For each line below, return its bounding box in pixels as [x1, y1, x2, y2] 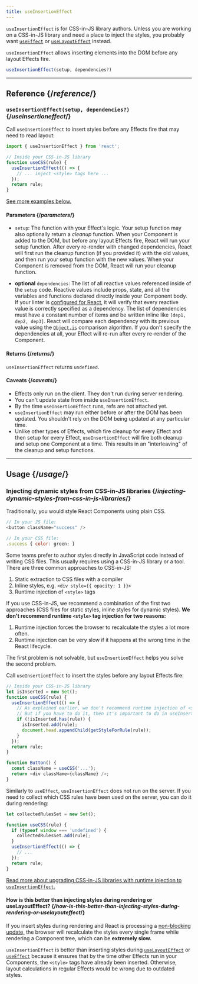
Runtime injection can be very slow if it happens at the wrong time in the [14, 636, 190, 643]
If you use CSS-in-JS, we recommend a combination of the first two [6, 599, 171, 606]
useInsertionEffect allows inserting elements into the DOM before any [6, 49, 178, 56]
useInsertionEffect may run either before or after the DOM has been [14, 409, 183, 416]
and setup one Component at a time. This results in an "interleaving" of [14, 440, 187, 447]
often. [14, 630, 29, 637]
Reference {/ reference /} [6, 88, 97, 98]
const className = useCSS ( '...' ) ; [11, 766, 96, 772]
